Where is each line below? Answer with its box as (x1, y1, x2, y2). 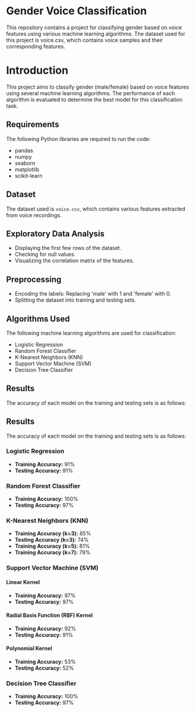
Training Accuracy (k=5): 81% (14, 542, 90, 550)
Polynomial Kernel (6, 645, 52, 652)
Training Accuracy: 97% (14, 592, 76, 599)
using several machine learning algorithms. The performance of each (6, 89, 175, 96)
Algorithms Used (6, 313, 70, 324)
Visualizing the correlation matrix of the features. (14, 257, 135, 264)
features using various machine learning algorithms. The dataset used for (6, 30, 186, 37)
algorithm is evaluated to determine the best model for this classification (6, 96, 183, 103)
